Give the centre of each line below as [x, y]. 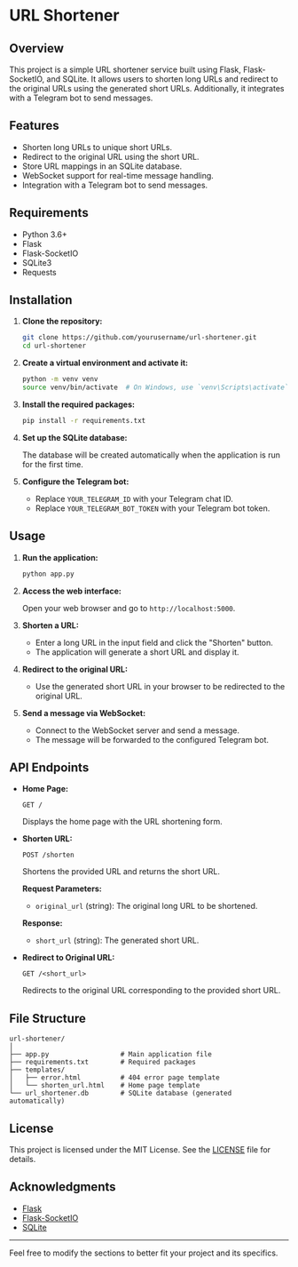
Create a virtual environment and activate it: [105, 363]
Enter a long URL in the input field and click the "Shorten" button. [154, 642]
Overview [37, 48]
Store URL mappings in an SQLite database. [102, 166]
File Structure [47, 1018]
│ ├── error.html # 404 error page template [114, 1078]
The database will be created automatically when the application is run [151, 455]
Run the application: [60, 557]
